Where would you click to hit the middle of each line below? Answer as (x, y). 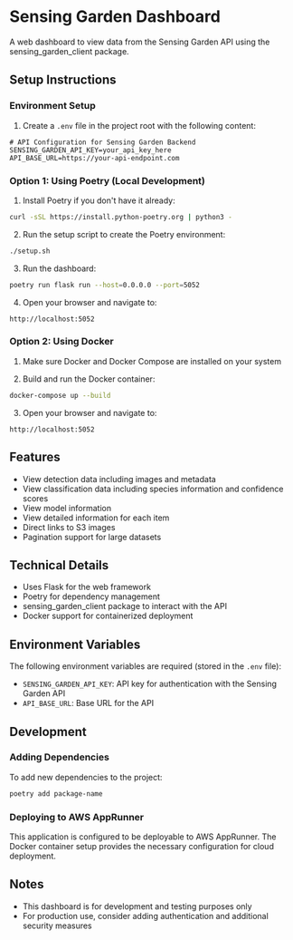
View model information (66, 508)
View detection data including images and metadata (119, 479)
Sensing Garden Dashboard (115, 17)
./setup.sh (30, 251)
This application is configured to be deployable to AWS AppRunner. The (143, 837)
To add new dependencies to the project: (86, 777)
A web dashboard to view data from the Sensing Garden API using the (140, 42)
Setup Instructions (63, 80)
